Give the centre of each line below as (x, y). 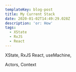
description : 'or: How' (29, 23)
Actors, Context (21, 64)
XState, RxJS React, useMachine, (38, 55)
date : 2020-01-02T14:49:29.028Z (38, 18)
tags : (10, 28)
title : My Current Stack (30, 14)
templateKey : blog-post (29, 9)
